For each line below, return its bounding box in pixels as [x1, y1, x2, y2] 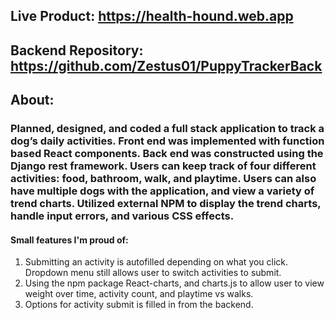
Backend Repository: [10, 42, 144, 59]
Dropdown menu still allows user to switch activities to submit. [24, 267, 282, 279]
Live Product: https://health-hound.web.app [10, 8, 294, 25]
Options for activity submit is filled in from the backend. [24, 299, 254, 311]
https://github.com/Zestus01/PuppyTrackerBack [10, 57, 323, 74]
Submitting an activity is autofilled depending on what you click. [24, 256, 289, 268]
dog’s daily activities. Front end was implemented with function [10, 134, 325, 148]
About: [10, 92, 55, 109]
